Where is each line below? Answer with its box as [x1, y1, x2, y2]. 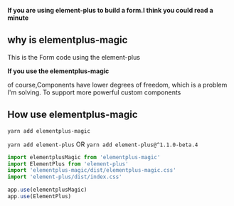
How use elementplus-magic [7, 109, 138, 121]
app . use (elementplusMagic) [7, 186, 87, 194]
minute [7, 13, 29, 22]
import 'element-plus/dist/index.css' [7, 173, 122, 180]
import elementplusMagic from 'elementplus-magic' [7, 153, 161, 161]
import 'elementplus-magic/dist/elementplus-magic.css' [7, 167, 176, 174]
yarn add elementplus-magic [7, 127, 91, 134]
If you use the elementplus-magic [7, 67, 110, 75]
